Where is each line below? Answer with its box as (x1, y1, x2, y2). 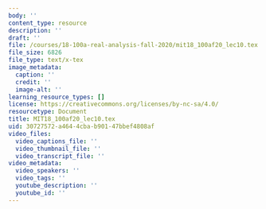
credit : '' (15, 78, 52, 86)
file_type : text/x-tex (8, 56, 84, 64)
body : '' (8, 11, 37, 20)
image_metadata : (8, 64, 62, 72)
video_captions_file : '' (15, 137, 98, 145)
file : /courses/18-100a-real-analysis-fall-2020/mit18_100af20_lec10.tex (8, 41, 259, 49)
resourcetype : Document (8, 108, 88, 116)
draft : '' (8, 33, 41, 42)
